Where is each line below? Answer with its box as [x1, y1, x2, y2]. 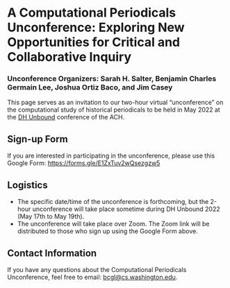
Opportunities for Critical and [7, 35, 181, 50]
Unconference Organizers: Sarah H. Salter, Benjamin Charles [7, 74, 217, 84]
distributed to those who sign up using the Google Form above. [17, 227, 198, 235]
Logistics [7, 179, 48, 191]
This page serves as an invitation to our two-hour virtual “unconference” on [7, 99, 224, 107]
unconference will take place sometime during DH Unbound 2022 [32, 205, 220, 213]
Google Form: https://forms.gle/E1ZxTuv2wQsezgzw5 [7, 159, 161, 167]
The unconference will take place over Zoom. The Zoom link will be [17, 220, 210, 228]
